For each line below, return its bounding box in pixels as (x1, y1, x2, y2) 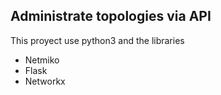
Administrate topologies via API (10, 8, 212, 25)
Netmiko (24, 54, 60, 66)
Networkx (24, 75, 66, 87)
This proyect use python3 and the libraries (10, 34, 185, 46)
